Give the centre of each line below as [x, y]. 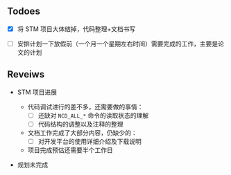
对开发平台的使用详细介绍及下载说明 [90, 141]
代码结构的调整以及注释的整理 [80, 124]
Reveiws [26, 74]
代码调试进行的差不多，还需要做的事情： [85, 107]
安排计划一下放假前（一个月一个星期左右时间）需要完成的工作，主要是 [118, 44]
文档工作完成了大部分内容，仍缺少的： [82, 132]
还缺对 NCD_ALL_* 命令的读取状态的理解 [93, 115]
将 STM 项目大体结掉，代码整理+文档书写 [76, 29]
